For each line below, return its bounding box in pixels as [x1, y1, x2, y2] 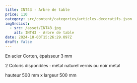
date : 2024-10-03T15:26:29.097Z [5, 35, 72, 40]
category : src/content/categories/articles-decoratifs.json [5, 16, 133, 21]
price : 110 [5, 12, 28, 17]
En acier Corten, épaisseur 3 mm [5, 53, 72, 59]
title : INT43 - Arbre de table [5, 7, 70, 12]
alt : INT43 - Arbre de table [14, 30, 74, 35]
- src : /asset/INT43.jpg [9, 26, 61, 31]
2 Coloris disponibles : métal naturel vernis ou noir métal [5, 62, 121, 68]
